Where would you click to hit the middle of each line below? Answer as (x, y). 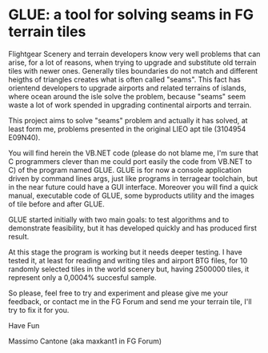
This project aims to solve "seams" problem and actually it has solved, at (128, 120)
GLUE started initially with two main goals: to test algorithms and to (119, 219)
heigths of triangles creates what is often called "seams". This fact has (125, 79)
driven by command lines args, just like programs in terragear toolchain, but (133, 179)
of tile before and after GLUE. (57, 204)
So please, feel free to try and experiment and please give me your (118, 293)
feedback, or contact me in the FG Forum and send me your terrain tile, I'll (130, 301)
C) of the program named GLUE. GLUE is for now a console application (125, 170)
